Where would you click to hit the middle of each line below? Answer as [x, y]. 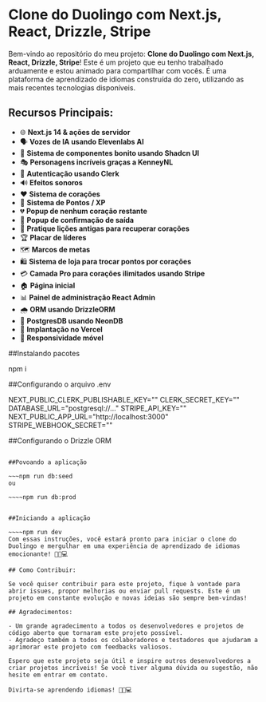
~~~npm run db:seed [41, 476]
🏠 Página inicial [47, 285]
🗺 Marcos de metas [55, 249]
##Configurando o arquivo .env [60, 384]
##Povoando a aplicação [48, 462]
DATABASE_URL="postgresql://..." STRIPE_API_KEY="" [98, 408]
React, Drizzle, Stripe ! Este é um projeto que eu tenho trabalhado [116, 62]
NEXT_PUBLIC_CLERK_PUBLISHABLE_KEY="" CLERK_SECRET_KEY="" [124, 399]
